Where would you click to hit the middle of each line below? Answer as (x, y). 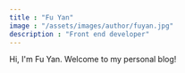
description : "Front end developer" (80, 34)
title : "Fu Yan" (42, 17)
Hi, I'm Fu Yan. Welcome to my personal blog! (93, 60)
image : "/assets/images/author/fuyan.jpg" (92, 26)
